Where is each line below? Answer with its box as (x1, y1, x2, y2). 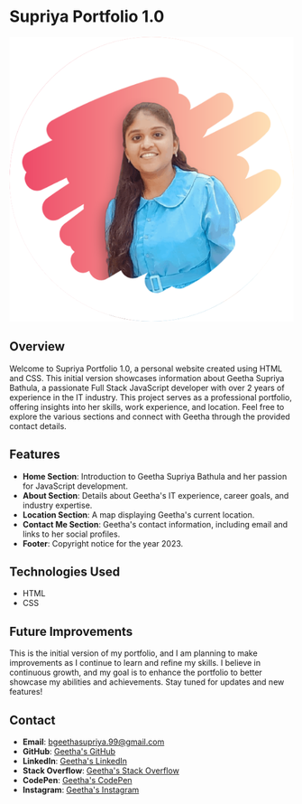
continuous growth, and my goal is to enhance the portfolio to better (9, 667, 263, 678)
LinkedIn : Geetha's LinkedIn (22, 756, 128, 766)
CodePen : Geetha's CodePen (22, 775, 133, 785)
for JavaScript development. (22, 481, 129, 491)
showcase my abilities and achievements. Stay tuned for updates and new (9, 677, 285, 687)
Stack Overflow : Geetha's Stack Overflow (22, 765, 180, 776)
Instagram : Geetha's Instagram (22, 784, 140, 795)
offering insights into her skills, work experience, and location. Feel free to (9, 401, 285, 412)
